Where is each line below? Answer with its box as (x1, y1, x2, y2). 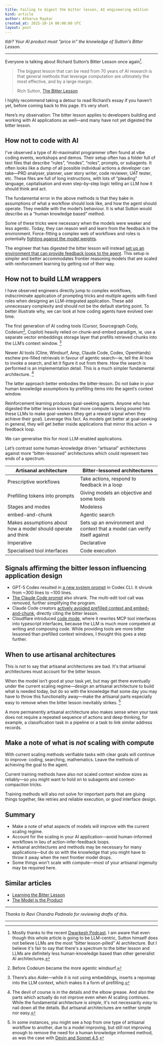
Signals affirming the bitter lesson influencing (5, 564, 147, 572)
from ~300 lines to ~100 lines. (12, 590, 72, 595)
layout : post (5, 25, 32, 30)
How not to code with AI (5, 137, 79, 145)
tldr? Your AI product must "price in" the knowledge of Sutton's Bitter (5, 39, 143, 44)
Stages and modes (7, 503, 50, 510)
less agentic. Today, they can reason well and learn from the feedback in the (5, 225, 158, 231)
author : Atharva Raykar (5, 16, 53, 21)
